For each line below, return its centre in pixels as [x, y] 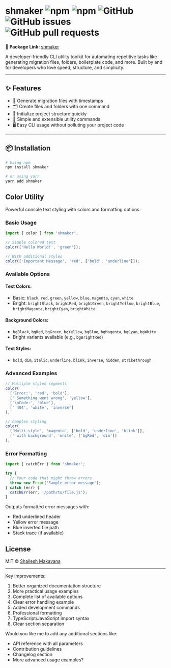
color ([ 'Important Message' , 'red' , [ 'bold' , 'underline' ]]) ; [73, 261]
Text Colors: [19, 286]
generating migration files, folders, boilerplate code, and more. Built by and [84, 62]
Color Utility [25, 197]
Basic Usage [21, 222]
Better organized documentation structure [56, 586]
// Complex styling [26, 422]
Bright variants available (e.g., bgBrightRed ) [58, 337]
